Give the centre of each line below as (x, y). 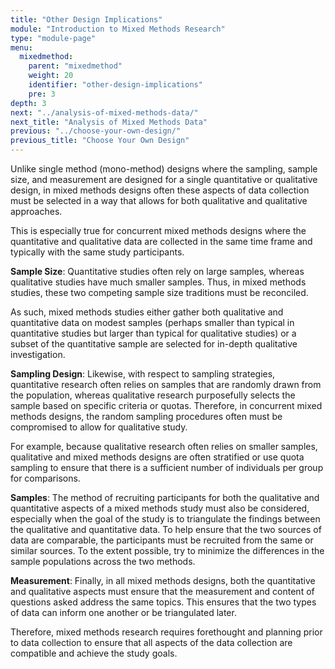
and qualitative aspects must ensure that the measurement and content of (162, 591)
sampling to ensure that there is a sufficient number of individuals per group (167, 467)
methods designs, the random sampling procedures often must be (146, 416)
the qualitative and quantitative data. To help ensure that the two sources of (166, 529)
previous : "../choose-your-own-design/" (96, 131)
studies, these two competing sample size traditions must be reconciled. (159, 292)
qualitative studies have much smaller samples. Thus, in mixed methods (158, 282)
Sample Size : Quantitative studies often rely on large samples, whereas (157, 271)
